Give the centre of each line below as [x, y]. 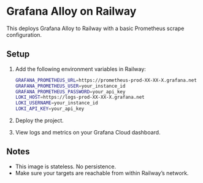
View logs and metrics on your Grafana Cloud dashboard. [88, 132]
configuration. [24, 34]
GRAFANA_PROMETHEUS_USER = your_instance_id [70, 86]
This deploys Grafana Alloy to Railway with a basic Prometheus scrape [95, 28]
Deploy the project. [40, 120]
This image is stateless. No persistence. [66, 166]
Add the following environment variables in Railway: [80, 69]
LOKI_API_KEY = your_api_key [50, 109]
